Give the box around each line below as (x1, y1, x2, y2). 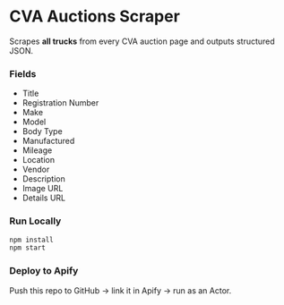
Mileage (22, 145, 53, 156)
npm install (9, 235, 54, 244)
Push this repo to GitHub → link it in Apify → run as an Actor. (9, 284, 232, 296)
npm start (9, 243, 47, 252)
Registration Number (22, 97, 99, 108)
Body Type (22, 126, 63, 137)
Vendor (22, 164, 50, 175)
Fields (9, 67, 37, 80)
